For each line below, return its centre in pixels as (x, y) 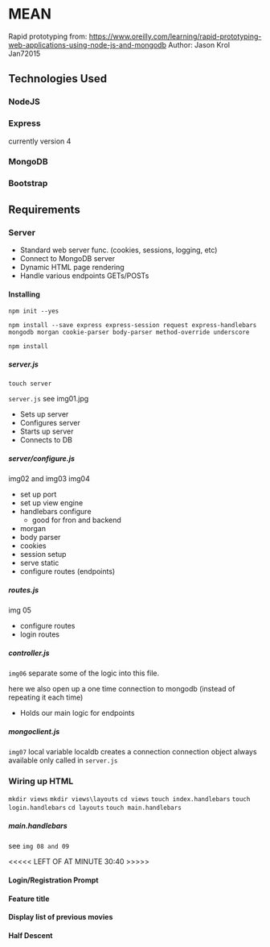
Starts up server (47, 431)
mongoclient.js (34, 731)
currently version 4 (40, 141)
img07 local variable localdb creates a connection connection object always (133, 752)
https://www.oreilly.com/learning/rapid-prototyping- (175, 36)
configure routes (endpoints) (67, 571)
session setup (43, 554)
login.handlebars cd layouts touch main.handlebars (95, 808)
